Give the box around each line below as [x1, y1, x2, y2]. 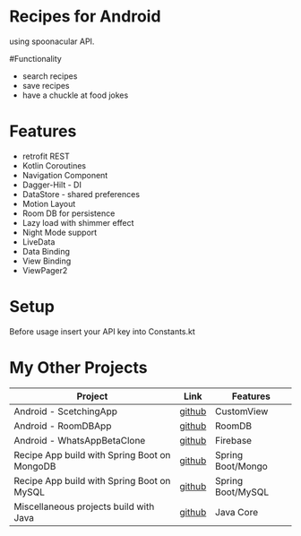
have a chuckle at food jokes [21, 90, 129, 100]
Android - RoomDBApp [13, 419, 112, 432]
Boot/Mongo [214, 460, 269, 472]
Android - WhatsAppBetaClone [13, 434, 146, 446]
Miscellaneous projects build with [13, 500, 155, 513]
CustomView [214, 405, 269, 418]
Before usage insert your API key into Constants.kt [9, 325, 195, 337]
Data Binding [21, 246, 70, 256]
